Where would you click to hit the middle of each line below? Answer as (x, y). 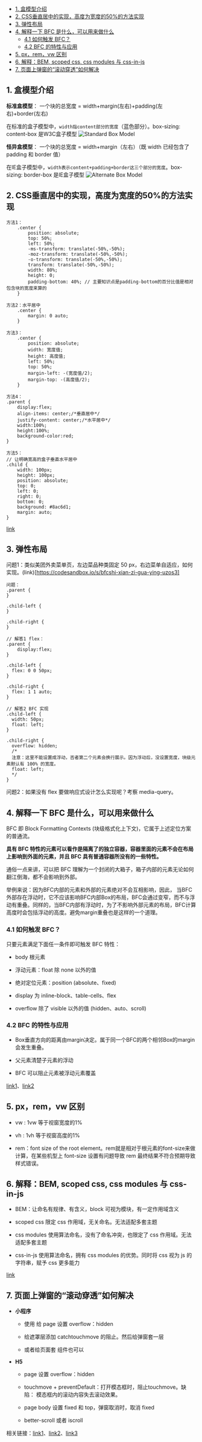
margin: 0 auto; (48, 316)
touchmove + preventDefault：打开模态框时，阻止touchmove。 (103, 1387)
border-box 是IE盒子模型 (54, 175)
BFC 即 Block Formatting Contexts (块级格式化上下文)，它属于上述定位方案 (99, 829)
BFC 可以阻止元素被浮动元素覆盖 (55, 1073)
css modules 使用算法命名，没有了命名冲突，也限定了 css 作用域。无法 (103, 1235)
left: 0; (28, 491)
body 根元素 (30, 956)
